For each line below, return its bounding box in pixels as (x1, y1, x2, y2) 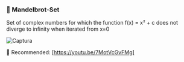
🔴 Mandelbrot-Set (6, 5, 60, 14)
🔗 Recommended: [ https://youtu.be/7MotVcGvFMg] (6, 49, 135, 56)
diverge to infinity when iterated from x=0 (6, 25, 110, 33)
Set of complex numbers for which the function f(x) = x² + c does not (6, 19, 179, 26)
